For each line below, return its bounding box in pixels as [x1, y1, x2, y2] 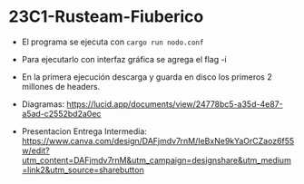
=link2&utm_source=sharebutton [21, 164, 144, 175]
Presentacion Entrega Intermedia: [21, 125, 147, 137]
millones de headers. [21, 81, 101, 92]
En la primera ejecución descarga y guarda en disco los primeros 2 [21, 71, 273, 82]
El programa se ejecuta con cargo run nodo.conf [21, 36, 204, 47]
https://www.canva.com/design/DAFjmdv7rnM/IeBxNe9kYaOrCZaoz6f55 [21, 135, 295, 146]
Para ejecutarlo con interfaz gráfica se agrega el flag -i [21, 53, 228, 64]
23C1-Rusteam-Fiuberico [8, 6, 204, 27]
